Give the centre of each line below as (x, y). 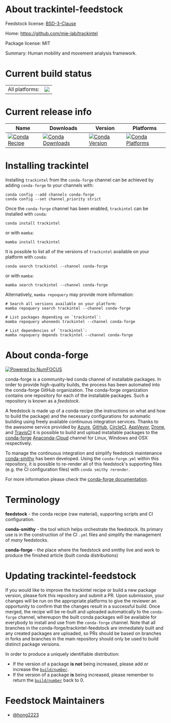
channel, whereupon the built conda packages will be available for (87, 617)
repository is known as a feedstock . (43, 400)
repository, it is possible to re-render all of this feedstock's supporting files (83, 464)
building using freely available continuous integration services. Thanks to (82, 421)
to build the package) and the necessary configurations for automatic (78, 416)
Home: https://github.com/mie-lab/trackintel (52, 33)
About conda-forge (47, 355)
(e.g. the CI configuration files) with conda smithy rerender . (67, 469)
